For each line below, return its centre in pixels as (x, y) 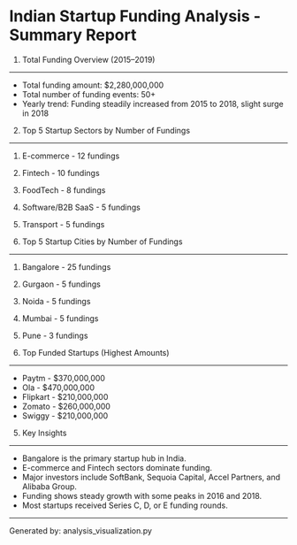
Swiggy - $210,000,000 (65, 415)
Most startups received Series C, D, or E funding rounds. (125, 505)
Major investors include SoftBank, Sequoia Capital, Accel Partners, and (151, 477)
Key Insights (44, 433)
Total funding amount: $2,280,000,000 (93, 85)
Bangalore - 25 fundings (66, 266)
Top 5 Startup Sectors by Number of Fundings (106, 130)
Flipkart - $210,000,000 (65, 396)
